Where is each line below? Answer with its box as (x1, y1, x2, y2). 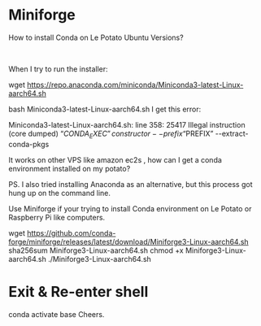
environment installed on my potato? (8, 163, 131, 173)
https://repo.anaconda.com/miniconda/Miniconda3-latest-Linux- (27, 80, 244, 89)
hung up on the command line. (8, 188, 111, 198)
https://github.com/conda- (27, 228, 116, 237)
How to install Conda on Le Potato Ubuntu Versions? (8, 33, 185, 42)
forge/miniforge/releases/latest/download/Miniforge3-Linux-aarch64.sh (8, 237, 250, 246)
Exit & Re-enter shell (8, 282, 149, 301)
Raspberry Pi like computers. (8, 212, 106, 222)
